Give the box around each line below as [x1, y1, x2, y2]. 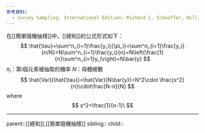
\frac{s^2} [159, 76, 185, 84]
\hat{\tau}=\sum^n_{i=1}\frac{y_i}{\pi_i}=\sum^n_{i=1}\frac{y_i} [28, 42, 185, 49]
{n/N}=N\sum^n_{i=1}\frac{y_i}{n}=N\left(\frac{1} [41, 48, 164, 56]
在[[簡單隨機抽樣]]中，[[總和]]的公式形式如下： [6, 32, 124, 40]
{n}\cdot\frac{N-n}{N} [70, 83, 126, 90]
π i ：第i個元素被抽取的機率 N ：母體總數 [6, 65, 104, 74]
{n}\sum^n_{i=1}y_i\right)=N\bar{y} [54, 55, 142, 62]
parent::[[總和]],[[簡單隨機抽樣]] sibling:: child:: [6, 120, 124, 128]
